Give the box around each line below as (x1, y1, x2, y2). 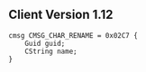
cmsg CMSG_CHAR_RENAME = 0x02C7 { (8, 31, 139, 40)
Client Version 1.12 (8, 7, 114, 22)
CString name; (24, 47, 78, 56)
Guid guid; (24, 39, 66, 48)
